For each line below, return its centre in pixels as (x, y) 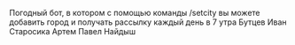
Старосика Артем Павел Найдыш (72, 31)
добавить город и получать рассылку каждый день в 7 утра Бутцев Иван (148, 22)
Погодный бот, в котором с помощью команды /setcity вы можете (135, 13)
